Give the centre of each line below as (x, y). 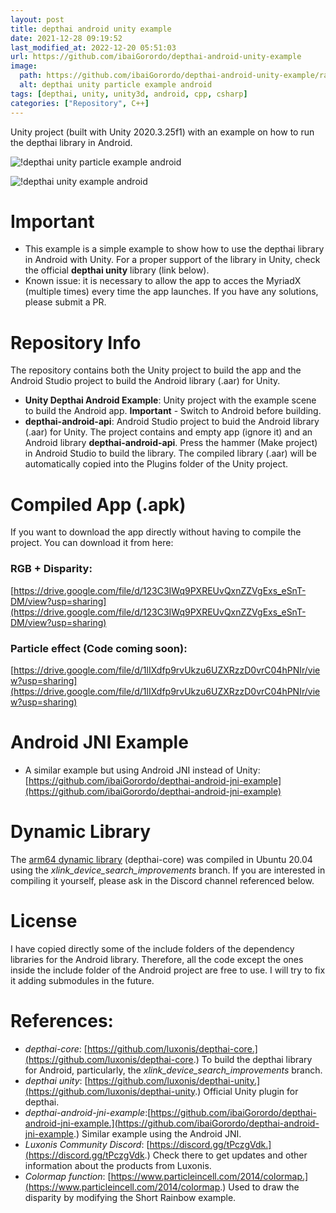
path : (31, 76)
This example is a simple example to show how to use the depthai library (174, 249)
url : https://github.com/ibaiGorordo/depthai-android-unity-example (156, 57)
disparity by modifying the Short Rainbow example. (130, 1197)
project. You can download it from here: (92, 543)
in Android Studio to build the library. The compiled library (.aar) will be (170, 453)
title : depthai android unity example (91, 29)
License (44, 920)
